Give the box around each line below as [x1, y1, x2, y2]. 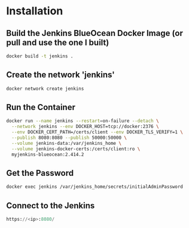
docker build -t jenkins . [6, 53, 74, 59]
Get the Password [6, 168, 74, 178]
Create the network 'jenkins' [6, 70, 115, 80]
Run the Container [6, 102, 76, 112]
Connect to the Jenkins [6, 200, 95, 211]
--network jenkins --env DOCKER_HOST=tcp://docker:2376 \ [11, 124, 160, 130]
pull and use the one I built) [6, 37, 109, 47]
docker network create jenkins [6, 86, 84, 92]
